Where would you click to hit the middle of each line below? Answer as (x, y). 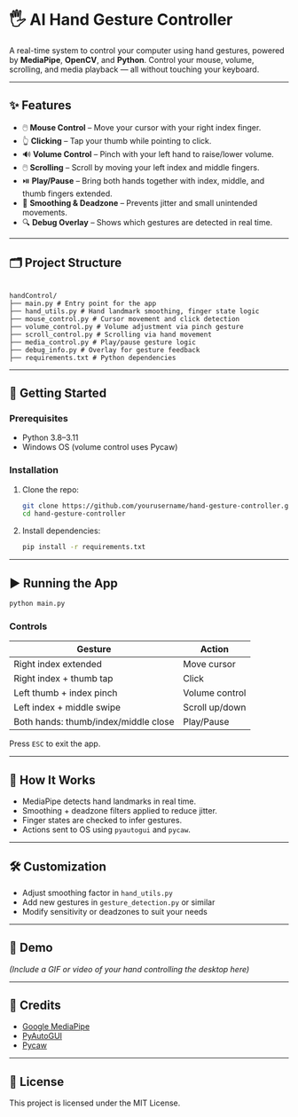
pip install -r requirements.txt (84, 547)
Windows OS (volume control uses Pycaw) (100, 447)
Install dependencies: (61, 531)
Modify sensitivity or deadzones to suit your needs (115, 911)
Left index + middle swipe (67, 707)
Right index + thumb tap (63, 679)
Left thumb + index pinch (66, 693)
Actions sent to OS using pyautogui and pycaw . (106, 830)
